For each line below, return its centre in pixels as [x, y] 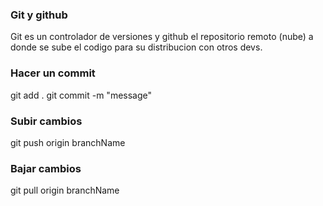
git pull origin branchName [65, 190]
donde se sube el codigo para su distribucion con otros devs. [136, 47]
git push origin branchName [68, 142]
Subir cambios [46, 121]
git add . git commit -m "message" [81, 95]
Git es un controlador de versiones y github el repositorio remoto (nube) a [162, 37]
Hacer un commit [53, 73]
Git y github [39, 15]
